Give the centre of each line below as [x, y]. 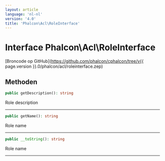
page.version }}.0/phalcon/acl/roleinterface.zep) [54, 66]
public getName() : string [31, 116]
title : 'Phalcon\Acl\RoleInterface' [42, 23]
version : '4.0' [21, 19]
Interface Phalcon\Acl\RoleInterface [80, 48]
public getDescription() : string [39, 93]
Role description [22, 102]
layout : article [22, 10]
